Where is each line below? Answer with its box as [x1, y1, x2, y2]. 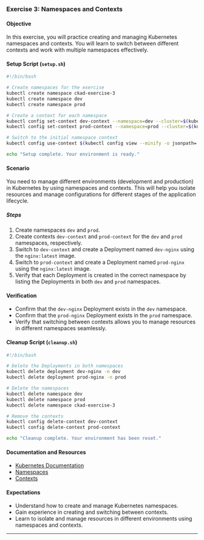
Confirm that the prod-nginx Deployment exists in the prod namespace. [15, 312, 193, 319]
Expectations [6, 488, 41, 496]
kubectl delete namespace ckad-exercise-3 [6, 402, 115, 408]
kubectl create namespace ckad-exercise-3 [6, 90, 115, 96]
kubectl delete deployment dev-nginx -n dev [6, 369, 121, 375]
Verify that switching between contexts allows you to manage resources [15, 318, 196, 326]
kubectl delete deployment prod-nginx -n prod [6, 374, 126, 380]
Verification [6, 292, 37, 299]
